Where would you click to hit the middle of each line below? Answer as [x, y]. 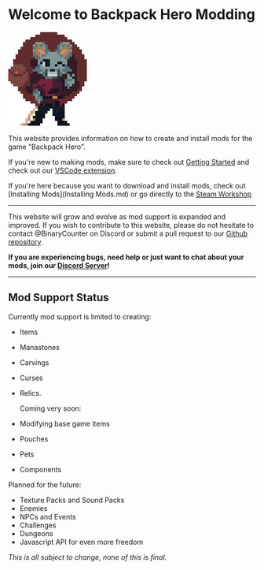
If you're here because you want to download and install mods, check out [127, 185]
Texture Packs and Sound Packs [72, 500]
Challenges [38, 525]
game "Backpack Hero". [47, 147]
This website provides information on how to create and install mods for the [130, 138]
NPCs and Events [48, 516]
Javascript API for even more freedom [81, 542]
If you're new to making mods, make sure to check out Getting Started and [129, 162]
